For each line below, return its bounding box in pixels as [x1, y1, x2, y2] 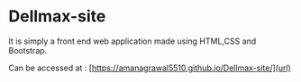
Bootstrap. [8, 45, 48, 55]
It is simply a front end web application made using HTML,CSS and [8, 36, 257, 46]
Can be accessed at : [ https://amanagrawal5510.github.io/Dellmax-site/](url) [8, 62, 292, 73]
